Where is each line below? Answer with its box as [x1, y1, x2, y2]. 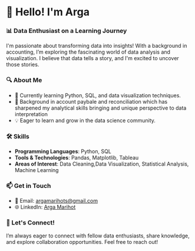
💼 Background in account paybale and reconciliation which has [14, 98, 168, 105]
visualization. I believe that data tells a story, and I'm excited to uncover [6, 55, 180, 62]
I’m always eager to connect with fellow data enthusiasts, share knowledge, [6, 232, 190, 239]
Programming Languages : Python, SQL [14, 148, 112, 155]
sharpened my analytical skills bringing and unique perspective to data [14, 104, 187, 111]
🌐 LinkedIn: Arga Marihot [14, 203, 76, 211]
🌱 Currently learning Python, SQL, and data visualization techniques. [14, 91, 181, 99]
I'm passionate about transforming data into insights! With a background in [6, 42, 187, 49]
